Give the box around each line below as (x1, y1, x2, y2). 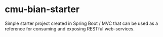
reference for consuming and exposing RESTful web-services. (5, 25, 135, 31)
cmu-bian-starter (5, 4, 79, 15)
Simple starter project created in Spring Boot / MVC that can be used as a (5, 20, 158, 26)
